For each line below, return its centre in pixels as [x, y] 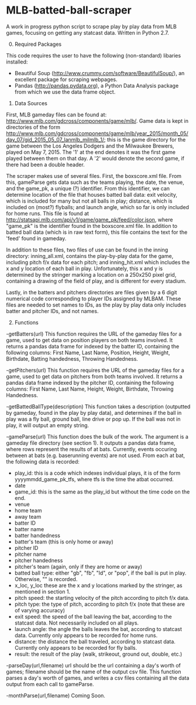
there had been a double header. [45, 164]
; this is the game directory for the [145, 139]
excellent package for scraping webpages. [66, 79]
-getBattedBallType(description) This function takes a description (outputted [98, 407]
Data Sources [31, 103]
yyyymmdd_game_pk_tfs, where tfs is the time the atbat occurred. [94, 479]
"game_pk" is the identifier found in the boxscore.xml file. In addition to [92, 226]
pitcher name [30, 554]
